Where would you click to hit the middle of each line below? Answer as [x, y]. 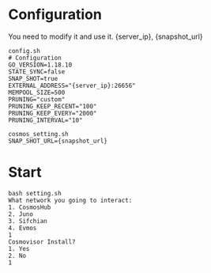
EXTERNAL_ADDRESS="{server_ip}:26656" [72, 85]
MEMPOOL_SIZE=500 [37, 93]
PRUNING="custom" [37, 99]
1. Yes [19, 248]
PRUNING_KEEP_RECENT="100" [53, 106]
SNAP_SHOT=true [33, 78]
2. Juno [21, 214]
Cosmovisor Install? [42, 242]
